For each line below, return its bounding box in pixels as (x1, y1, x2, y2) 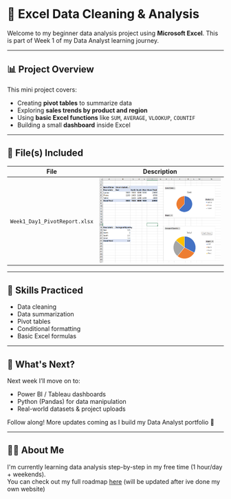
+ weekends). (7, 470, 46, 478)
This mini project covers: (7, 85, 77, 94)
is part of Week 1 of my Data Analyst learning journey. (7, 36, 159, 44)
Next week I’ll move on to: (7, 377, 80, 385)
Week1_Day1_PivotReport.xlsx (10, 218, 94, 225)
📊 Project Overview (7, 63, 94, 75)
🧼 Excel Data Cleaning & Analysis (7, 6, 199, 22)
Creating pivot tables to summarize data (16, 99, 133, 107)
